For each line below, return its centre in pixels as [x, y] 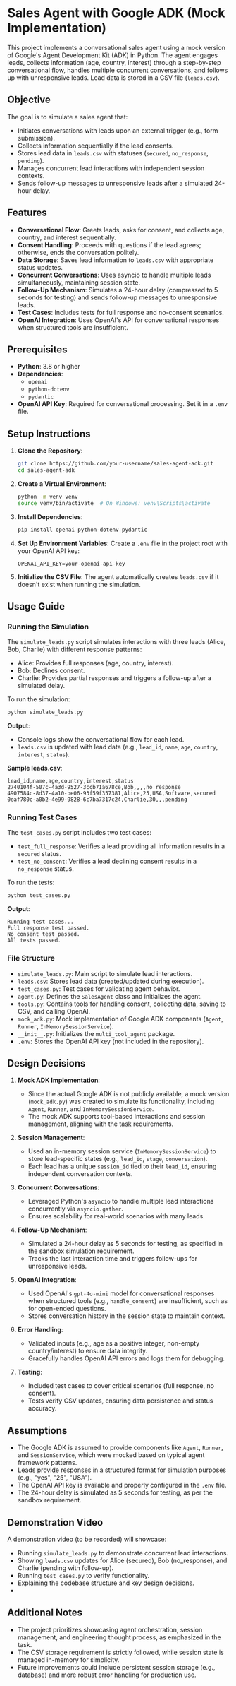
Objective [29, 100]
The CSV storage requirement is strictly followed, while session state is [120, 1652]
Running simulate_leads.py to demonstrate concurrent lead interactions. [123, 1553]
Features [27, 213]
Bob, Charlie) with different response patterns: [75, 649]
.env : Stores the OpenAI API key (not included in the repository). [111, 1041]
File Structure [31, 958]
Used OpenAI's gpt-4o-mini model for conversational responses [121, 1293]
